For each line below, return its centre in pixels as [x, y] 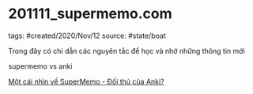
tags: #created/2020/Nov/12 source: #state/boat [87, 36]
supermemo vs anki [40, 66]
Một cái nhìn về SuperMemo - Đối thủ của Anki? [86, 81]
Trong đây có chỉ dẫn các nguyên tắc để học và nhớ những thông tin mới [126, 51]
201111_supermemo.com [90, 14]
